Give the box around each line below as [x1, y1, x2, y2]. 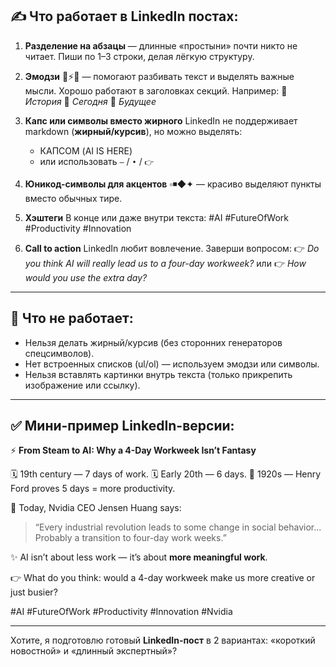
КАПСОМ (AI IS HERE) [39, 144, 133, 157]
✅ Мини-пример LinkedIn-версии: [10, 418, 235, 435]
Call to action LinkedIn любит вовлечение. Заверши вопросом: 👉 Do [24, 242, 320, 254]
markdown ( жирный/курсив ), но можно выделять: [24, 125, 243, 137]
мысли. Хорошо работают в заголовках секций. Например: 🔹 [24, 84, 288, 97]
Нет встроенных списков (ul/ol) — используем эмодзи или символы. [24, 358, 320, 370]
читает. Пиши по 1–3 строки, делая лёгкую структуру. [24, 50, 255, 62]
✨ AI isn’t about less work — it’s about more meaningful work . [10, 551, 268, 563]
